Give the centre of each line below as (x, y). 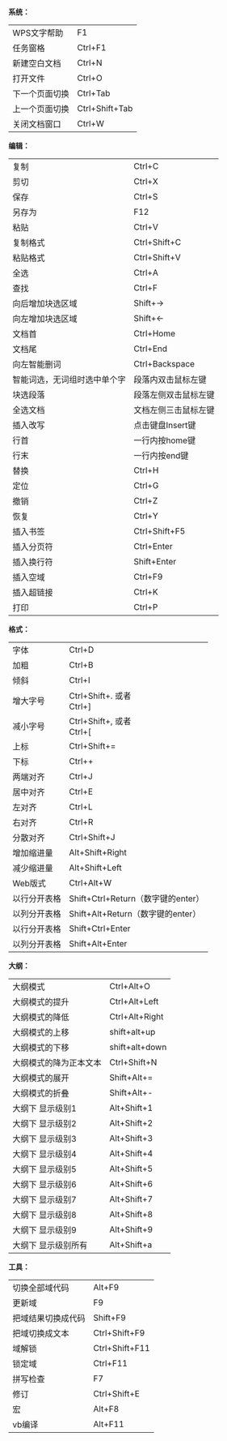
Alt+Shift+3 (131, 1138)
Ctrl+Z (146, 501)
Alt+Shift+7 (131, 1199)
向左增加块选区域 (45, 319)
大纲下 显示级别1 (44, 1108)
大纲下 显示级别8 (44, 1215)
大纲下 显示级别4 (44, 1154)
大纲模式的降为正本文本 (57, 1063)
